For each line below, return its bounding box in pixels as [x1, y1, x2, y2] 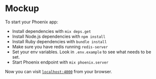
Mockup [5, 3, 39, 14]
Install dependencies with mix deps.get [12, 28, 91, 34]
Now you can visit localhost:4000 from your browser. [5, 68, 112, 74]
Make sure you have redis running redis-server [12, 44, 108, 49]
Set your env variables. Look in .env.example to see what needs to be [12, 49, 152, 55]
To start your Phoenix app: [5, 19, 58, 25]
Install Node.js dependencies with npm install [12, 33, 106, 39]
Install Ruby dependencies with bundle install [12, 38, 107, 44]
